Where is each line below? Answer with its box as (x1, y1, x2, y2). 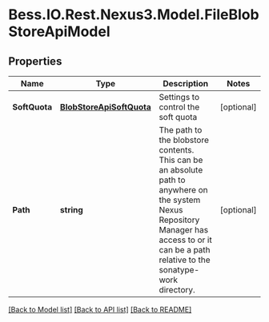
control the (159, 101, 200, 113)
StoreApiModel (8, 22, 110, 41)
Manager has (159, 225, 209, 235)
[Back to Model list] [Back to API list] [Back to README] (8, 305, 192, 314)
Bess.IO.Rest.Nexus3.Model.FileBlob (8, 6, 259, 24)
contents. (159, 145, 195, 155)
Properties (8, 54, 62, 68)
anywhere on (159, 185, 208, 195)
